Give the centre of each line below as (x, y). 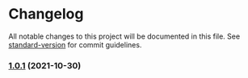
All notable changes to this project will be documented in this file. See (124, 36)
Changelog (46, 14)
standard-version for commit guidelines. (75, 44)
